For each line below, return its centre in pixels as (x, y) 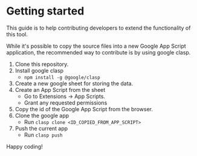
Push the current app (41, 128)
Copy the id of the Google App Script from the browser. (84, 109)
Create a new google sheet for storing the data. (74, 83)
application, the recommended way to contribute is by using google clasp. (98, 52)
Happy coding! (25, 146)
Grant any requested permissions (66, 102)
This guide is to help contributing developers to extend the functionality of (98, 28)
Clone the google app (42, 115)
